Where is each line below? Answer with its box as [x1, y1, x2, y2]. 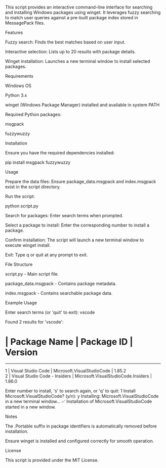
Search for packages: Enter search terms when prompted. [5, 213, 124, 218]
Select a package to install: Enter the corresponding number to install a [5, 222, 150, 228]
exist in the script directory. [5, 184, 61, 189]
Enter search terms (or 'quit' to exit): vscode [5, 309, 95, 315]
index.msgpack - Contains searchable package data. [5, 290, 113, 296]
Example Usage [5, 300, 37, 306]
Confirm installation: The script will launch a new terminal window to [5, 237, 144, 243]
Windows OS [5, 83, 32, 89]
